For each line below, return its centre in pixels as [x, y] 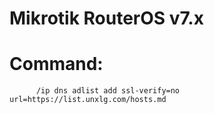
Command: [56, 64]
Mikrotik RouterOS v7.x [106, 18]
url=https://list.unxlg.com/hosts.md [88, 100]
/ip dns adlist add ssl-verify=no [108, 91]
